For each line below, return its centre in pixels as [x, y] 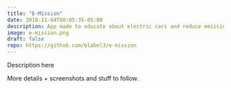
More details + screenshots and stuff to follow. [73, 78]
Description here [31, 65]
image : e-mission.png [38, 33]
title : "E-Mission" [35, 13]
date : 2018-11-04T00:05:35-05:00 [55, 20]
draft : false [26, 39]
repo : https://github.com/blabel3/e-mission [72, 45]
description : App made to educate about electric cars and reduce [104, 26]
